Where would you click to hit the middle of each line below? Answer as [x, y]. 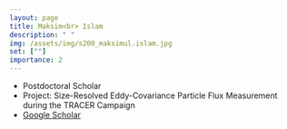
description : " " [42, 35]
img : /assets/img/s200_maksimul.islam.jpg [91, 43]
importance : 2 [36, 60]
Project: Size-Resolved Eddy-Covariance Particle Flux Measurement [150, 95]
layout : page [34, 18]
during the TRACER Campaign [79, 105]
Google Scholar [52, 115]
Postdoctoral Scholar [62, 86]
